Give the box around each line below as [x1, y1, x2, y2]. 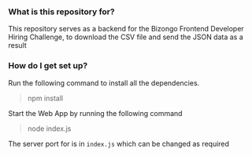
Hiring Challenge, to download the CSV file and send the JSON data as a [8, 32, 244, 42]
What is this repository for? [8, 6, 116, 17]
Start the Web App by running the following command [8, 108, 183, 118]
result [8, 41, 28, 50]
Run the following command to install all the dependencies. [8, 78, 200, 88]
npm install [27, 93, 64, 103]
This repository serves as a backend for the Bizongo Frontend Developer [8, 24, 244, 34]
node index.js [27, 124, 72, 133]
